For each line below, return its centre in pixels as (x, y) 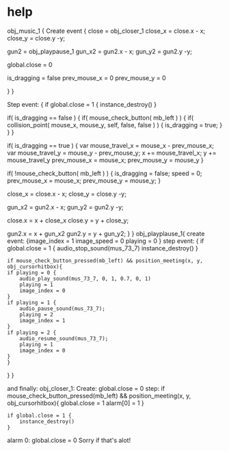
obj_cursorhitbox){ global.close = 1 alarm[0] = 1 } (76, 403)
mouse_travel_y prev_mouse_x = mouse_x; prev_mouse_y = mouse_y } (105, 160)
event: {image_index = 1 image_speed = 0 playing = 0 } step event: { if (106, 241)
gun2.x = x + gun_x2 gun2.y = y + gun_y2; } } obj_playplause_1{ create (106, 233)
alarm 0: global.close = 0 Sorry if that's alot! (69, 440)
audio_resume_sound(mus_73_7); (64, 338)
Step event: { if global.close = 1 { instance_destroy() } (82, 104)
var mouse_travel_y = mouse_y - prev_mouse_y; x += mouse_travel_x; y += (112, 153)
